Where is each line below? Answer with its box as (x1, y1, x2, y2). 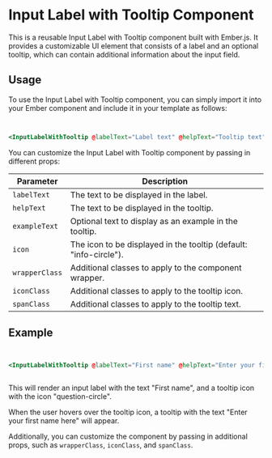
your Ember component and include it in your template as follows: (8, 103, 227, 112)
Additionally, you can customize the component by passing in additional (8, 431, 249, 442)
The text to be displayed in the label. (70, 189, 208, 200)
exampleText (12, 221, 59, 231)
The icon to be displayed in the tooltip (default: (70, 239, 248, 250)
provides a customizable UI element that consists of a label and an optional (8, 40, 259, 50)
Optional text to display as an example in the (70, 215, 239, 227)
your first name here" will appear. (8, 416, 120, 426)
